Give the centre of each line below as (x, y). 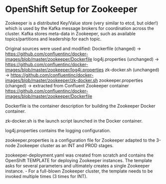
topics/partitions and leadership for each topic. (53, 39)
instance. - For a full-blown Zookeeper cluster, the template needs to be (79, 171)
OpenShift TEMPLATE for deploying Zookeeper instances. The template (79, 160)
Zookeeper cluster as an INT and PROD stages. (65, 145)
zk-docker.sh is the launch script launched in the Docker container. (74, 121)
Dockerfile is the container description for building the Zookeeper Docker (80, 106)
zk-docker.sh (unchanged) (132, 70)
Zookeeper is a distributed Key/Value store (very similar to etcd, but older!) (82, 23)
